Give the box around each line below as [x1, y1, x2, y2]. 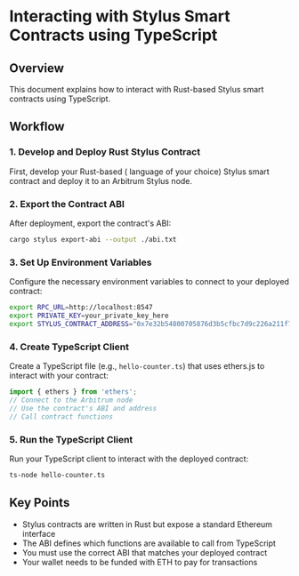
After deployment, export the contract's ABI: [9, 218, 172, 228]
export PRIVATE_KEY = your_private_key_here [9, 311, 169, 321]
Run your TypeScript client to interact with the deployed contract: [9, 453, 249, 464]
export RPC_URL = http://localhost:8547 [9, 303, 153, 312]
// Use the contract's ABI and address [9, 404, 158, 412]
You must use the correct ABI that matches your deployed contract [21, 547, 268, 557]
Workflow [9, 119, 65, 134]
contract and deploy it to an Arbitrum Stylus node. [9, 175, 193, 186]
